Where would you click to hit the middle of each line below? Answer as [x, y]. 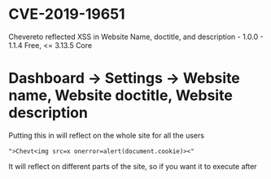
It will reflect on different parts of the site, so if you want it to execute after [133, 166]
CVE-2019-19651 [67, 14]
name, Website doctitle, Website [121, 96]
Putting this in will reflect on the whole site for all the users [107, 135]
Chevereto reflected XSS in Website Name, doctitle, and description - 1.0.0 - [136, 37]
